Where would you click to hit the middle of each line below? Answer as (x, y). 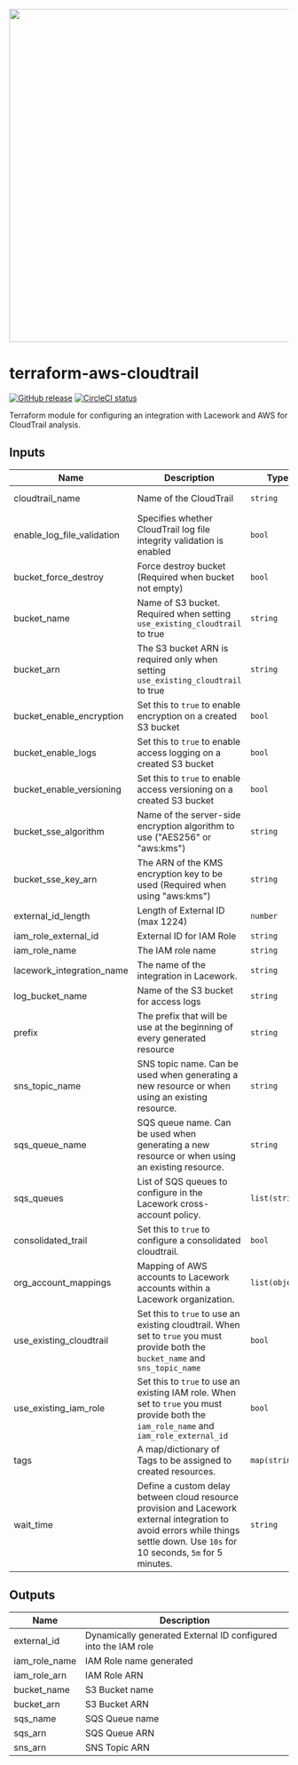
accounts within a (174, 1288)
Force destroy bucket (181, 566)
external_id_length (52, 915)
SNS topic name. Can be (188, 1064)
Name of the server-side (189, 815)
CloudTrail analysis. (45, 424)
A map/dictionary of (178, 1449)
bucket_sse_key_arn (55, 879)
